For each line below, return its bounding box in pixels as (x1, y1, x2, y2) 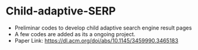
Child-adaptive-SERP (5, 4, 116, 18)
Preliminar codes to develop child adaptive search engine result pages (14, 24, 192, 31)
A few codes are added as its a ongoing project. (14, 30, 136, 37)
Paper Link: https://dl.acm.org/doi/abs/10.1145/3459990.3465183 (14, 37, 178, 44)
